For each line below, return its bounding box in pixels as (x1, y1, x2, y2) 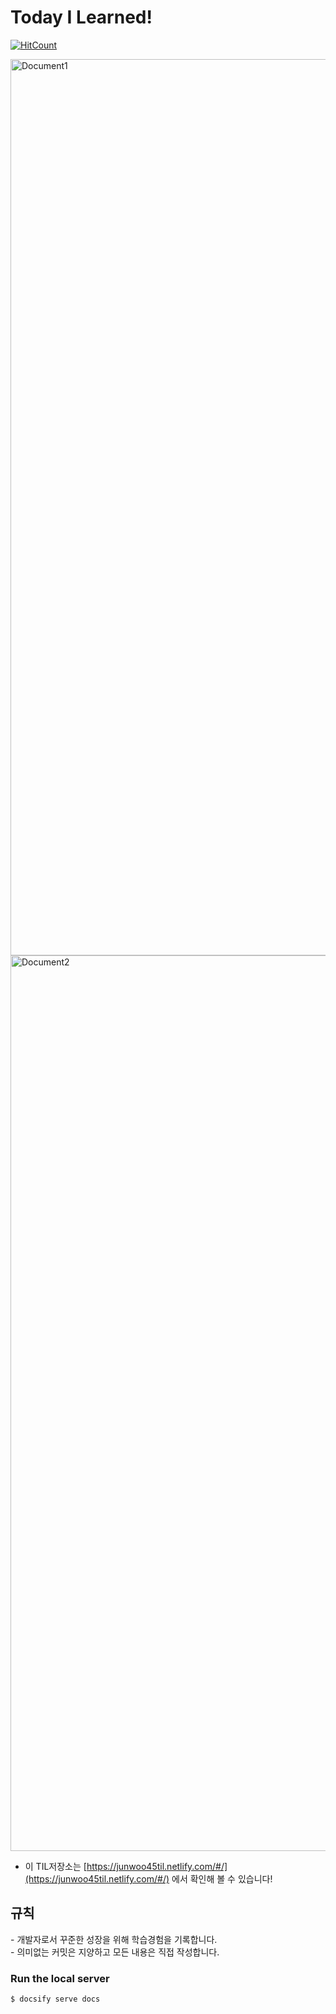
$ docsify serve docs (10, 1994, 101, 2005)
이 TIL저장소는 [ (24, 1860, 87, 1872)
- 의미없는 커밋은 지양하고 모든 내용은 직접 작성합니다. (10, 1946, 220, 1958)
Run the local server (10, 1971, 110, 1985)
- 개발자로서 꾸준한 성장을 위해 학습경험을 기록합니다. (10, 1933, 218, 1945)
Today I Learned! (10, 6, 153, 29)
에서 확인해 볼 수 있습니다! (171, 1872, 273, 1885)
